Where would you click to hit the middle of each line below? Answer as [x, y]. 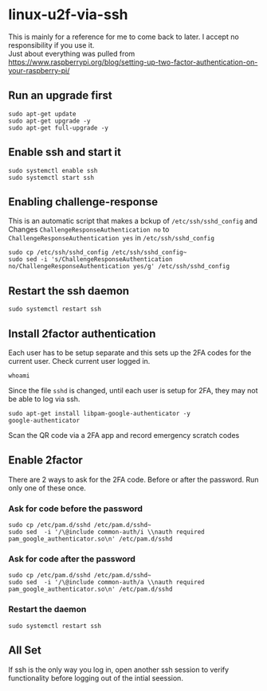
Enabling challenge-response [83, 202]
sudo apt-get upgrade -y [49, 121]
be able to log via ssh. [44, 399]
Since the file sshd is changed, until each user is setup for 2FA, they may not [133, 390]
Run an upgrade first [61, 96]
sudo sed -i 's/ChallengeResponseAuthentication [90, 260]
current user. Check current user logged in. [79, 361]
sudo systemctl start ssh [51, 178]
